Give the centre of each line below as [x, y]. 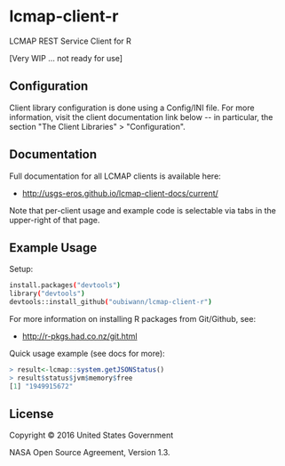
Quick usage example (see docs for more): [87, 354]
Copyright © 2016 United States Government [91, 435]
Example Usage [53, 248]
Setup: [21, 269]
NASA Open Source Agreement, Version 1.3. [90, 453]
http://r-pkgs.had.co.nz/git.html [79, 336]
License [32, 414]
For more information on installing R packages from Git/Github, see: [132, 319]
